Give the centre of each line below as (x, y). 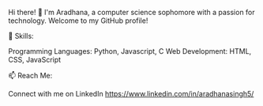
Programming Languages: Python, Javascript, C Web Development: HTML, (130, 51)
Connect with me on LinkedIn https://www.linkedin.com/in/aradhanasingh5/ (131, 94)
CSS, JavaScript (35, 60)
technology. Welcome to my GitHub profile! (78, 21)
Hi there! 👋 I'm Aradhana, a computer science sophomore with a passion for (131, 12)
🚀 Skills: (21, 36)
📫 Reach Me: (30, 76)
